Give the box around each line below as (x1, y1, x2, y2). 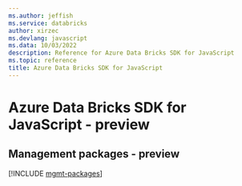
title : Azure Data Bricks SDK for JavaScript (8, 64, 163, 72)
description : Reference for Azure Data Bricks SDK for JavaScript (8, 49, 235, 57)
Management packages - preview (8, 148, 180, 161)
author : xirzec (8, 26, 59, 34)
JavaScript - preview (8, 115, 151, 133)
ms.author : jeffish (8, 11, 74, 20)
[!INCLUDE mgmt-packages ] (8, 168, 103, 178)
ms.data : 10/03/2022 (8, 42, 78, 50)
